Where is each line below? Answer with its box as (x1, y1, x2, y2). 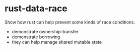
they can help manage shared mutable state (11, 39, 102, 45)
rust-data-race (4, 3, 68, 14)
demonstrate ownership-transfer (11, 28, 79, 34)
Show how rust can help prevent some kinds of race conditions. (4, 19, 135, 25)
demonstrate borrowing (11, 34, 61, 40)
